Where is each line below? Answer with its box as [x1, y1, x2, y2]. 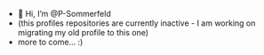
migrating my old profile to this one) [17, 27, 149, 37]
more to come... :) [17, 36, 84, 47]
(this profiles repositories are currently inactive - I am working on [17, 18, 256, 28]
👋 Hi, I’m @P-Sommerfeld [17, 9, 111, 19]
